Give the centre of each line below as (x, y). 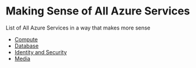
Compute (26, 39)
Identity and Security (41, 52)
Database (26, 46)
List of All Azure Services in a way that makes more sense (78, 28)
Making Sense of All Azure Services (98, 11)
